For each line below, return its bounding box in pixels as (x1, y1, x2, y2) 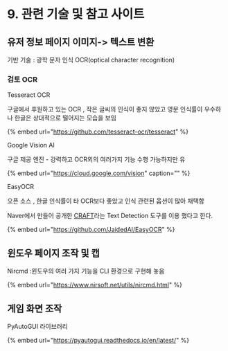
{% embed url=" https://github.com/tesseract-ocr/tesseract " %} (7, 127, 189, 136)
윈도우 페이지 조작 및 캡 (7, 247, 100, 259)
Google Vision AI (7, 141, 55, 150)
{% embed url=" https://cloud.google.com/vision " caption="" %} (7, 169, 191, 177)
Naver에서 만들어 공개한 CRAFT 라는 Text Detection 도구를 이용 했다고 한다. (7, 212, 213, 220)
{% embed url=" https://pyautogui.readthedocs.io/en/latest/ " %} (7, 336, 189, 344)
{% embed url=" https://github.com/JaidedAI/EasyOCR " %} (7, 226, 175, 234)
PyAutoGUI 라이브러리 (7, 322, 68, 330)
